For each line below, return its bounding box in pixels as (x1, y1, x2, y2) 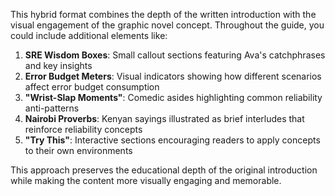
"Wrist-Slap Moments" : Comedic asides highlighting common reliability (24, 92, 323, 103)
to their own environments (24, 145, 133, 156)
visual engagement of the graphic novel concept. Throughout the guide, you (10, 19, 325, 31)
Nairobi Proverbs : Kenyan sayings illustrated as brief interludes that (24, 113, 305, 124)
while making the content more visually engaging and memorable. (10, 175, 282, 186)
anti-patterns (24, 102, 80, 114)
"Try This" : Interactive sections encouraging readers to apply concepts (24, 134, 321, 146)
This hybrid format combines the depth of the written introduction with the (10, 9, 317, 20)
